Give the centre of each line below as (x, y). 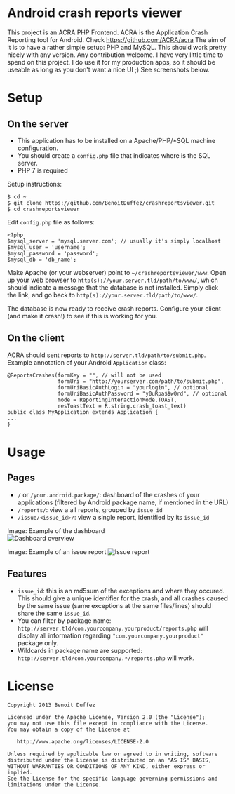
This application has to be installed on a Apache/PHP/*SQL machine (116, 140)
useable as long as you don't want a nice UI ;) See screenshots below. (108, 69)
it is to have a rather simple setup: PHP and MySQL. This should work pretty (117, 47)
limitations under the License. (54, 785)
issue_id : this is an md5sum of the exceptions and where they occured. (121, 591)
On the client (36, 338)
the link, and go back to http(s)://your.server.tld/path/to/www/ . (103, 295)
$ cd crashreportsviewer (43, 209)
